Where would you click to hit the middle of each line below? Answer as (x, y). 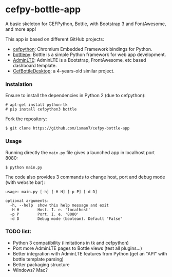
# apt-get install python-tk (36, 105)
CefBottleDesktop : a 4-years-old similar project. (63, 71)
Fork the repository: (26, 119)
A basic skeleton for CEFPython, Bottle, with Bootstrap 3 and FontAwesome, (86, 24)
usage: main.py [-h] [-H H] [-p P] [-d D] (51, 192)
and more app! (21, 29)
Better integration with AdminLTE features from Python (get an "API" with (90, 253)
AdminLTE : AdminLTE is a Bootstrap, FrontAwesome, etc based (79, 60)
